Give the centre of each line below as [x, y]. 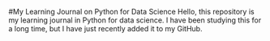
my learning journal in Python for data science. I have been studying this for [135, 20]
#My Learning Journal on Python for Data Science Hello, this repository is [131, 12]
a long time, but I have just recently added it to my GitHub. [105, 29]
